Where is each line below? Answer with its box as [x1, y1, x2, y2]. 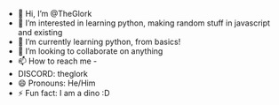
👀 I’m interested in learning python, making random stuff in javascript [17, 18, 271, 28]
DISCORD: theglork [17, 69, 89, 79]
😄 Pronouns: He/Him [17, 78, 96, 88]
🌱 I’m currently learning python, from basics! [17, 36, 181, 47]
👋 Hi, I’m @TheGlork [17, 9, 92, 19]
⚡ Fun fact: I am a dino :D [17, 88, 110, 98]
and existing [17, 27, 63, 37]
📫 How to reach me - [17, 56, 98, 66]
